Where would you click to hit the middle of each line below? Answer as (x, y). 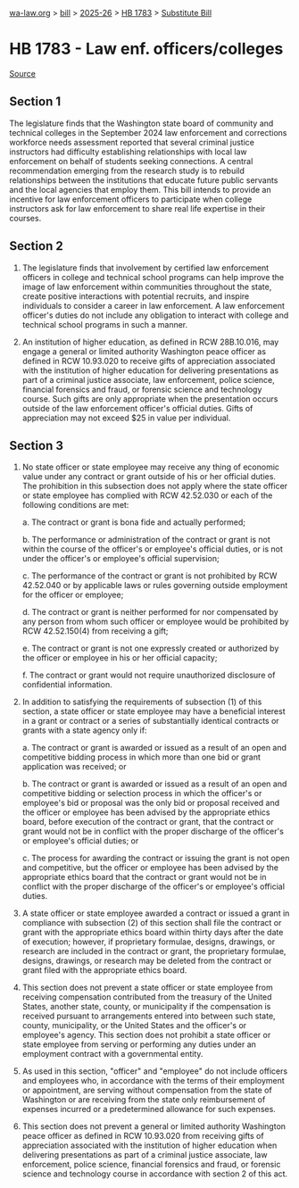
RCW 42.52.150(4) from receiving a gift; (95, 631)
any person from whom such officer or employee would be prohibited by (155, 622)
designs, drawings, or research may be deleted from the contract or (147, 961)
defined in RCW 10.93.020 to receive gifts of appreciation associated (149, 361)
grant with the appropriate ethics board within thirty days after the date (153, 933)
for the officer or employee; (73, 595)
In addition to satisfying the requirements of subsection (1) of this (142, 702)
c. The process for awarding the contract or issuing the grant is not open (156, 858)
